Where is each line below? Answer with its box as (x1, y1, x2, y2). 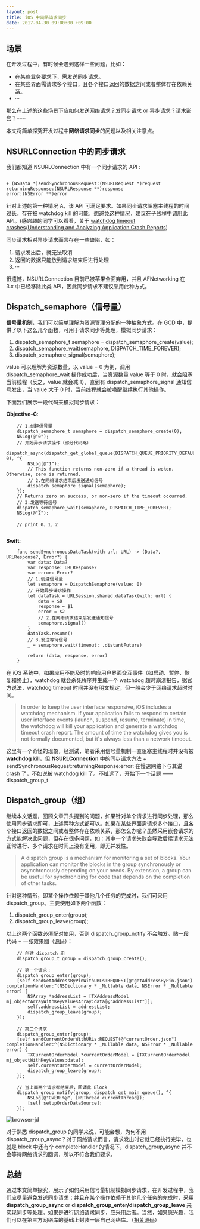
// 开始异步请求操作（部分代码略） (17, 440, 92, 445)
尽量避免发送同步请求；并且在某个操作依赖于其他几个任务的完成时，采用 (16, 1194, 194, 1201)
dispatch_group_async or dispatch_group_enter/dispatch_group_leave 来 (6, 1202, 192, 1209)
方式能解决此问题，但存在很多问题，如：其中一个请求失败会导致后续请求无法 (6, 834, 194, 842)
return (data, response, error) (27, 652, 108, 659)
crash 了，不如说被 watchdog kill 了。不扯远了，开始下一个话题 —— (6, 770, 173, 777)
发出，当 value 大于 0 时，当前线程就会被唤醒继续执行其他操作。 (11, 386, 170, 393)
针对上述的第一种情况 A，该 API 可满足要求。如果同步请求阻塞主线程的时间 (6, 202, 189, 209)
